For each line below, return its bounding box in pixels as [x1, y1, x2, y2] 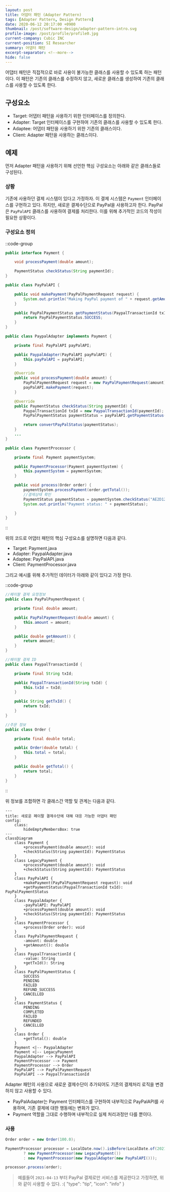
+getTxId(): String [23, 960, 65, 966]
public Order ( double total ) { [14, 745, 78, 750]
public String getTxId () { [14, 699, 71, 704]
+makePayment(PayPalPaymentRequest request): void [23, 880, 133, 885]
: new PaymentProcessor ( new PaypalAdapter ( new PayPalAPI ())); [23, 1155, 157, 1160]
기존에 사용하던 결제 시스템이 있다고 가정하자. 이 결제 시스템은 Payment [5, 195, 144, 201]
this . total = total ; [23, 750, 67, 755]
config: [5, 818, 22, 823]
